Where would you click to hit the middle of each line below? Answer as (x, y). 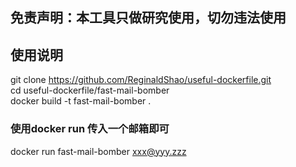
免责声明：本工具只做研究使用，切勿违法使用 (148, 18)
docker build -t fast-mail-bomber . (81, 101)
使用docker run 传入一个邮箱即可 (90, 129)
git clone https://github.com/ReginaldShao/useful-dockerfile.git (141, 80)
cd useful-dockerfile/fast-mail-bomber (90, 90)
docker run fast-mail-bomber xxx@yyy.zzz (98, 151)
